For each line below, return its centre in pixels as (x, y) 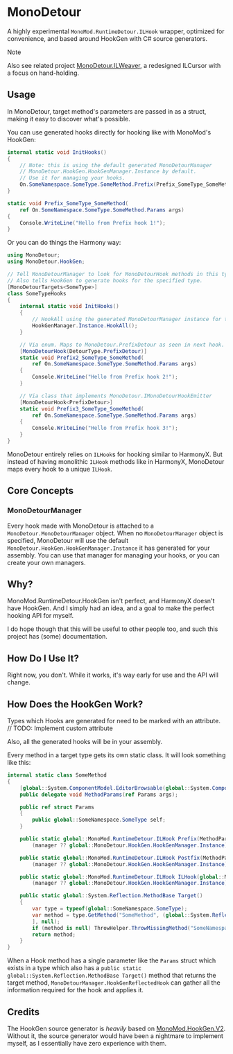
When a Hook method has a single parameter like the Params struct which (112, 960)
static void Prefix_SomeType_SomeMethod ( (68, 203)
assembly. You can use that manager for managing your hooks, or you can (113, 555)
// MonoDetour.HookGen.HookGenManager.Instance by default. (108, 172)
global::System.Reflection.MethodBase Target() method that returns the (112, 976)
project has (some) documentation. (57, 637)
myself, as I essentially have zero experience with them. (87, 1043)
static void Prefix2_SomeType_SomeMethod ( (82, 358)
